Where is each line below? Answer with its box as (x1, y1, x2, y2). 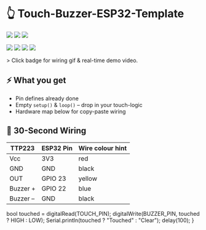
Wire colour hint (78, 144, 127, 153)
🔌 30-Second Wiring (6, 125, 87, 136)
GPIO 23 (41, 174, 66, 183)
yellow (78, 174, 97, 183)
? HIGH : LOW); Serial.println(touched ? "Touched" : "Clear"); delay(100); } (6, 216, 194, 224)
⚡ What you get (6, 75, 66, 85)
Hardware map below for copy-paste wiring (15, 108, 126, 115)
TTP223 (10, 144, 35, 153)
